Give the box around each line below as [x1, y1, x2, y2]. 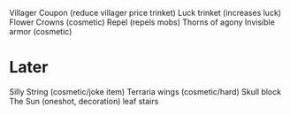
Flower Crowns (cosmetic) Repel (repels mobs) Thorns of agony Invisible [9, 17, 276, 27]
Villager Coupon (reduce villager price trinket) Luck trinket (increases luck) [9, 8, 281, 18]
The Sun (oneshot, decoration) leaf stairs [9, 96, 159, 106]
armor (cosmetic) [9, 27, 72, 36]
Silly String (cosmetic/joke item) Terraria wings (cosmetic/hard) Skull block [9, 86, 281, 96]
